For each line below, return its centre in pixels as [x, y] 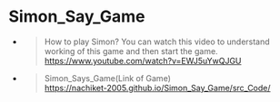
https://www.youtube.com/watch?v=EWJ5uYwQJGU [143, 60]
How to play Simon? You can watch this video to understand [157, 42]
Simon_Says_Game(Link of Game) [108, 78]
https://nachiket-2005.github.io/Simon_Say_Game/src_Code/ [157, 88]
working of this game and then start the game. [131, 51]
